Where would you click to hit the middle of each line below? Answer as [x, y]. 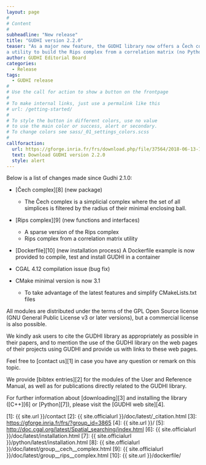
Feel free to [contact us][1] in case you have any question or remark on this [101, 361]
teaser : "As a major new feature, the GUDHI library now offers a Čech [100, 47]
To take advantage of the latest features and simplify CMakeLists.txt [110, 293]
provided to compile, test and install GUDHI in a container [88, 257]
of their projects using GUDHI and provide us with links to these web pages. [102, 349]
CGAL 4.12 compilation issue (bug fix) [63, 269]
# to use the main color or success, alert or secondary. [82, 127]
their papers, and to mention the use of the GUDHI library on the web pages [102, 343]
